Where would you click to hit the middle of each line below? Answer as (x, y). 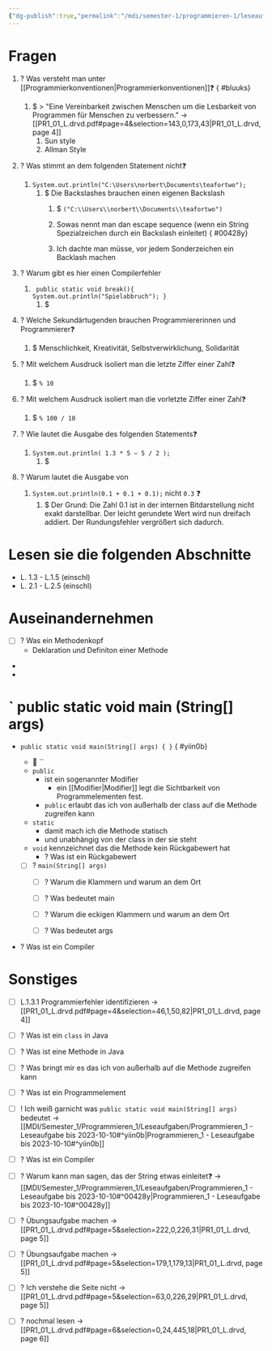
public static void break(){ (85, 289)
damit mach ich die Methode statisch (106, 831)
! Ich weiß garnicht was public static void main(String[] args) (129, 1109)
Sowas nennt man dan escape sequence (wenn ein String (153, 224)
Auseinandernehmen (81, 618)
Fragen (32, 55)
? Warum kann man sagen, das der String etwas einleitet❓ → (121, 1176)
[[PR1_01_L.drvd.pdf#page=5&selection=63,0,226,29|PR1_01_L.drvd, (134, 1297)
